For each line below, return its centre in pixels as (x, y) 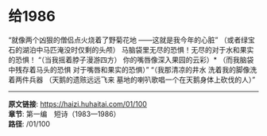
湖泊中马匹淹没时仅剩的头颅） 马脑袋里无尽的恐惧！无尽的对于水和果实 (138, 49)
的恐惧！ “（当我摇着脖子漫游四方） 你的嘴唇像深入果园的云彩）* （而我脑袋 (131, 60)
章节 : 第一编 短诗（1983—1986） (64, 114)
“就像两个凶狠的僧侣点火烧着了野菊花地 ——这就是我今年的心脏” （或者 (125, 40)
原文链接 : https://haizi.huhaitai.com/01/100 (77, 103)
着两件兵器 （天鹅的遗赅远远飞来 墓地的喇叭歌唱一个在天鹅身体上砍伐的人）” (132, 80)
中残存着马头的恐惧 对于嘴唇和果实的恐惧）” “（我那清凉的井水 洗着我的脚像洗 (133, 69)
